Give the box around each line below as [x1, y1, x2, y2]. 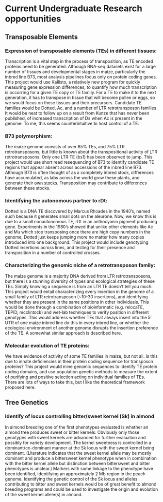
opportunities [5, 13, 62, 24]
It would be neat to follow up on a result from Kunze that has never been [5, 110, 149, 116]
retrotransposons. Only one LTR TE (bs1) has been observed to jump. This [5, 154, 153, 160]
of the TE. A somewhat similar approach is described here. [5, 330, 122, 336]
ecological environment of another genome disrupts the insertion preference [5, 325, 158, 330]
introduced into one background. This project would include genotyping [5, 239, 149, 245]
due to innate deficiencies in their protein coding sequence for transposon [5, 359, 154, 365]
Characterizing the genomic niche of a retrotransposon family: [5, 262, 156, 269]
